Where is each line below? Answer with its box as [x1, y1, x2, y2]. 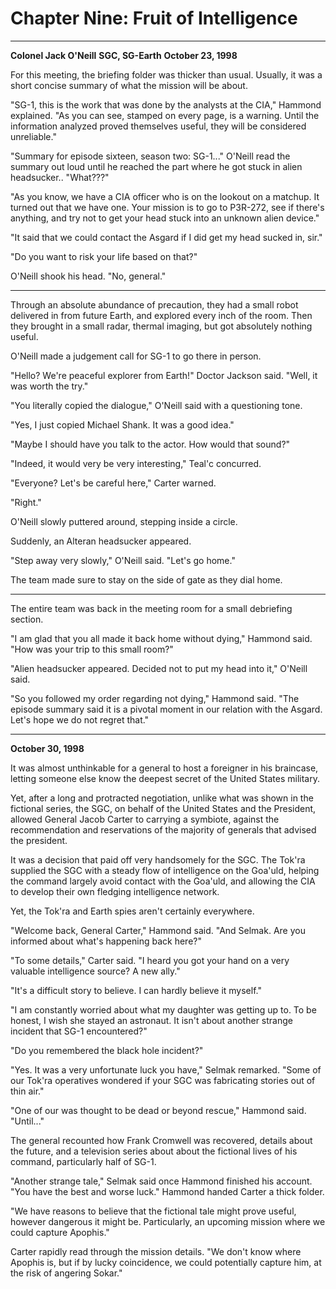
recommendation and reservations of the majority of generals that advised [10, 823, 317, 836]
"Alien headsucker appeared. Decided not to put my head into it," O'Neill [10, 662, 308, 674]
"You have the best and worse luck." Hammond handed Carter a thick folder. [10, 1185, 325, 1197]
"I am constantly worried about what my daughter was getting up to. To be [10, 1003, 317, 1016]
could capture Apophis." [10, 1226, 110, 1238]
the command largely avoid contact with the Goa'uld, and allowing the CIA [10, 875, 316, 887]
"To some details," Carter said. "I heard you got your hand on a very [10, 954, 290, 966]
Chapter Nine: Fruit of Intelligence [10, 7, 298, 30]
